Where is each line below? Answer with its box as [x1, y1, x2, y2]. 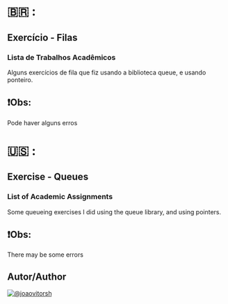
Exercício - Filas [7, 31, 78, 43]
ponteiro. [7, 75, 33, 83]
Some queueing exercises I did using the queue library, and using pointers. [7, 207, 222, 216]
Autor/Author [7, 271, 67, 282]
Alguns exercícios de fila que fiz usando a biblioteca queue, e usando [7, 68, 206, 77]
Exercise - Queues [7, 171, 89, 183]
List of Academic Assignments [7, 192, 113, 202]
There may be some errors [7, 250, 83, 259]
